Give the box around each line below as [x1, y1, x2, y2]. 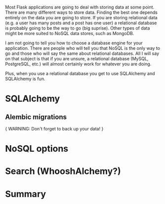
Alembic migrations [5, 113, 67, 121]
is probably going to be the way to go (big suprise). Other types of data [5, 25, 150, 31]
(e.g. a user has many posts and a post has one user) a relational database [5, 20, 157, 26]
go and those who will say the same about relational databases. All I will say [5, 50, 160, 56]
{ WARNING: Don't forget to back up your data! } [5, 126, 104, 131]
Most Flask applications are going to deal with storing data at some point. [5, 4, 155, 10]
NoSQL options [5, 143, 69, 155]
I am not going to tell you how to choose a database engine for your [5, 40, 143, 46]
